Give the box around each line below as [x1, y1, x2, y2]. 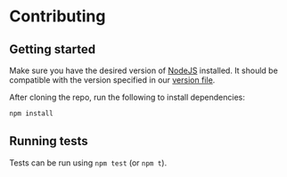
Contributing [9, 6, 106, 27]
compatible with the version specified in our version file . [9, 75, 216, 85]
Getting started [9, 42, 96, 57]
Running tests [9, 133, 89, 149]
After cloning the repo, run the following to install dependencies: [9, 92, 245, 102]
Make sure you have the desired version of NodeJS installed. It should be [9, 65, 278, 76]
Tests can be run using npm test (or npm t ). [9, 157, 168, 168]
